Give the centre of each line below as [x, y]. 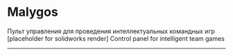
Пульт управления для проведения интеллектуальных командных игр [111, 31]
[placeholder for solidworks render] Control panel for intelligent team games [116, 38]
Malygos [33, 12]
